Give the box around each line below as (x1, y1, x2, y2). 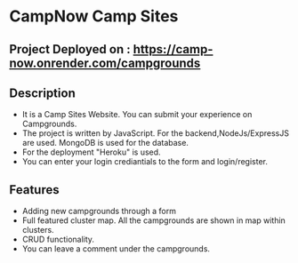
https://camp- (133, 42, 213, 57)
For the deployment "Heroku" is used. (21, 147, 162, 157)
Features (9, 182, 60, 197)
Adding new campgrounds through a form (21, 206, 176, 217)
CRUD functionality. (21, 234, 95, 245)
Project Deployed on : (9, 42, 131, 57)
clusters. (21, 225, 55, 235)
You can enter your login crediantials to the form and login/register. (21, 156, 269, 167)
